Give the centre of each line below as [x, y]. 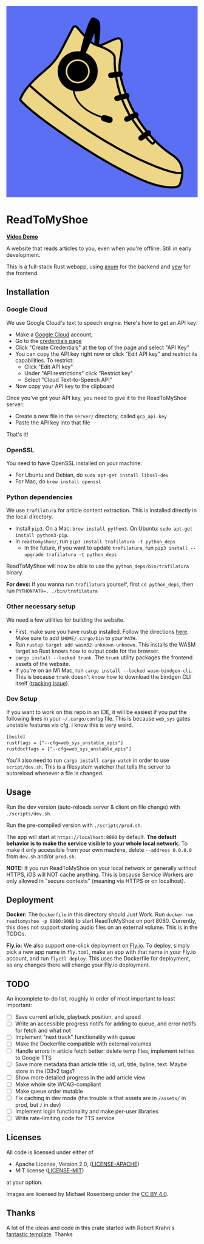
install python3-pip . [42, 535]
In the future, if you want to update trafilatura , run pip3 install [106, 548]
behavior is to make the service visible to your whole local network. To [97, 843]
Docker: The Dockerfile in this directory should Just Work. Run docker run [100, 914]
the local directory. [30, 517]
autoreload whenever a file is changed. [55, 773]
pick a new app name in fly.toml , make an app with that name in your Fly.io [101, 952]
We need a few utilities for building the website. [66, 620]
